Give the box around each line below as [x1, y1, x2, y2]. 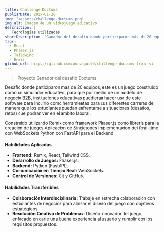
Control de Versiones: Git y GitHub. [12, 173, 84, 179]
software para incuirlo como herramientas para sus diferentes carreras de [5, 100, 154, 106]
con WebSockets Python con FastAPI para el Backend [5, 130, 114, 136]
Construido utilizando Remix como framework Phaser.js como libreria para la [5, 120, 159, 126]
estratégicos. [12, 206, 39, 211]
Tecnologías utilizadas [11, 30, 60, 35]
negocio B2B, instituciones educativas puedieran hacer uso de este [5, 95, 141, 101]
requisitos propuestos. [12, 221, 58, 227]
